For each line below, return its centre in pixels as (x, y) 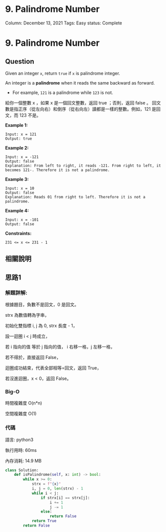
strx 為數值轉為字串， (27, 315)
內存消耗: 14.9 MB (23, 460)
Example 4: (17, 210)
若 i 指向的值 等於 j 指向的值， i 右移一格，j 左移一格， (60, 347)
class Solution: (22, 470)
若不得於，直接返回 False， (33, 357)
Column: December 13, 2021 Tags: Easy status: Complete (64, 23)
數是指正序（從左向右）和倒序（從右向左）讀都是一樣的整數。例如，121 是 (81, 109)
